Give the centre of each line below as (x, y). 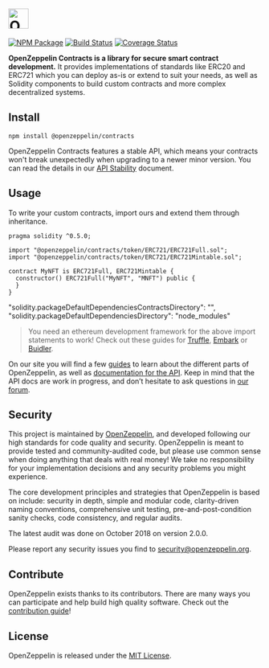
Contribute (36, 574)
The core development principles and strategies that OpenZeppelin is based (134, 492)
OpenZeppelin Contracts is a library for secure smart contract (114, 58)
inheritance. (28, 221)
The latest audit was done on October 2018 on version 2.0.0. (108, 534)
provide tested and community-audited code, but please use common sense (134, 451)
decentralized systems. (47, 92)
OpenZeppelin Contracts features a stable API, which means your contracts (133, 151)
